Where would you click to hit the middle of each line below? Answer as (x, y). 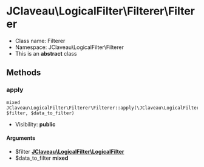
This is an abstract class (46, 53)
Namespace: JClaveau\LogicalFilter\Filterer (70, 47)
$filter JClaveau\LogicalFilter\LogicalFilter (70, 151)
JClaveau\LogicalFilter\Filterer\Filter (101, 11)
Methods (24, 73)
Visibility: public (35, 124)
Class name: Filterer (40, 41)
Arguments (21, 138)
